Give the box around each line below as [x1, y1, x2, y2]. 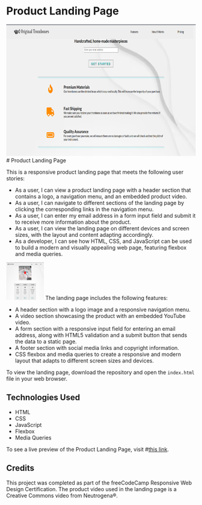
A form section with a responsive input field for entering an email [14, 325, 176, 332]
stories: [6, 174, 25, 182]
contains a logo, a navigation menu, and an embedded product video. [14, 192, 188, 200]
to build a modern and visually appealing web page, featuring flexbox [14, 243, 187, 251]
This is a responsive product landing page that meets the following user [6, 168, 184, 176]
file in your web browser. [6, 375, 68, 382]
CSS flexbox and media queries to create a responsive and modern [14, 350, 182, 358]
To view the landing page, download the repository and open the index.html [6, 369, 195, 376]
